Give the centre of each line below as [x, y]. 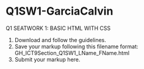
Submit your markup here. [47, 59]
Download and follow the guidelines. [60, 40]
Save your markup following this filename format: [76, 46]
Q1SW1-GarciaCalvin [59, 11]
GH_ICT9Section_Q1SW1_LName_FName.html [72, 53]
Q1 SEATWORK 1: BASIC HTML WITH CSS [58, 28]
